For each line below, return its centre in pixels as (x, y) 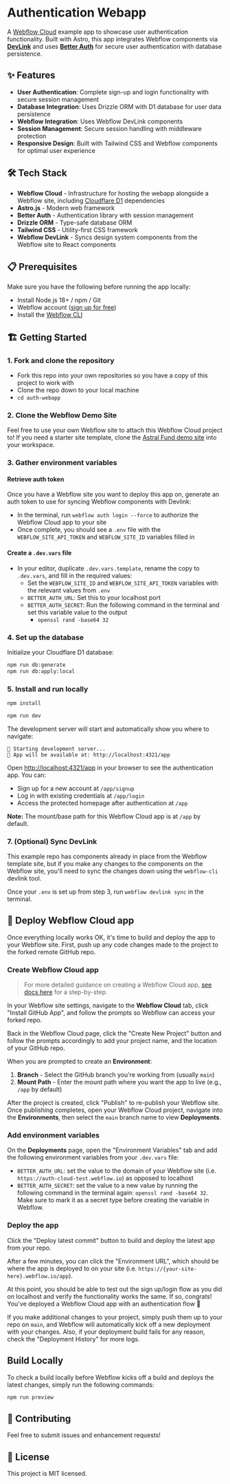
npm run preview (30, 1397)
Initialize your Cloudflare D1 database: (61, 652)
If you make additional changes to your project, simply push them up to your (115, 1317)
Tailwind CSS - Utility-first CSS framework (78, 229)
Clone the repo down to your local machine (78, 390)
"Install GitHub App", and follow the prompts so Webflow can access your (111, 1013)
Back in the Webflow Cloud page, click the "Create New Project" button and (114, 1033)
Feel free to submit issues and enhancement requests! (84, 1435)
